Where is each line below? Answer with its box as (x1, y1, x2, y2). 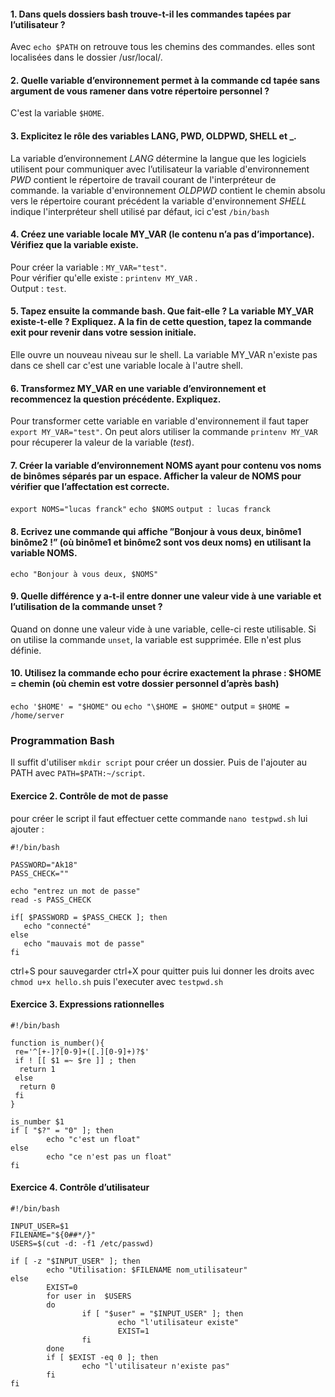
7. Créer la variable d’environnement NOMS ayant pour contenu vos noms (10, 459, 322, 471)
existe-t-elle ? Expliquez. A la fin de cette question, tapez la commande (10, 316, 312, 328)
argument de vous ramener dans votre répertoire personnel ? (10, 85, 270, 97)
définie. (10, 644, 42, 656)
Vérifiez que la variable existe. (10, 239, 139, 251)
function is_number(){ (10, 1038, 105, 1048)
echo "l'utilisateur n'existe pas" (81, 1361, 230, 1371)
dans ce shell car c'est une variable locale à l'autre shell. (10, 360, 243, 372)
